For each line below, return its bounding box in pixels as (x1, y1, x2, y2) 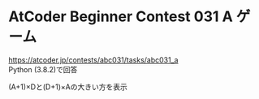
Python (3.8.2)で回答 (8, 64, 78, 74)
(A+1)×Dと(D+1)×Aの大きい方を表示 (8, 82, 127, 92)
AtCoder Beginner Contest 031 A (8, 7, 233, 26)
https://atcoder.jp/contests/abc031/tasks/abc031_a (8, 54, 179, 65)
